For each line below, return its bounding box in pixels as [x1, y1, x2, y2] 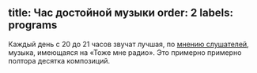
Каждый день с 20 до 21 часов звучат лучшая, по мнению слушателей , [8, 39, 249, 49]
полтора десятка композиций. [8, 56, 111, 65]
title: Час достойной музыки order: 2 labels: [8, 6, 234, 20]
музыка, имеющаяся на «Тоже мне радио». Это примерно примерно [8, 47, 242, 57]
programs [8, 19, 58, 32]
